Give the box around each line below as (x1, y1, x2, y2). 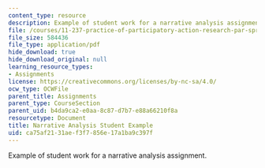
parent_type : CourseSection (8, 99, 101, 107)
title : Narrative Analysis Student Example (8, 121, 154, 129)
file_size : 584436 (8, 33, 69, 42)
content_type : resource (8, 11, 87, 20)
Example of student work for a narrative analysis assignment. (8, 151, 207, 160)
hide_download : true (8, 48, 77, 56)
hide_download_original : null (8, 56, 108, 64)
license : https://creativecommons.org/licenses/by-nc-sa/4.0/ (8, 77, 217, 85)
